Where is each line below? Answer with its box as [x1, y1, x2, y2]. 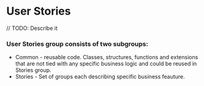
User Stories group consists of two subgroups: [6, 40, 149, 48]
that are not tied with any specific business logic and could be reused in [15, 60, 197, 68]
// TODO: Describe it [6, 24, 58, 32]
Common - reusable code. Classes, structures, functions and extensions [15, 54, 198, 61]
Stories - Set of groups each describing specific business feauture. [15, 73, 185, 81]
